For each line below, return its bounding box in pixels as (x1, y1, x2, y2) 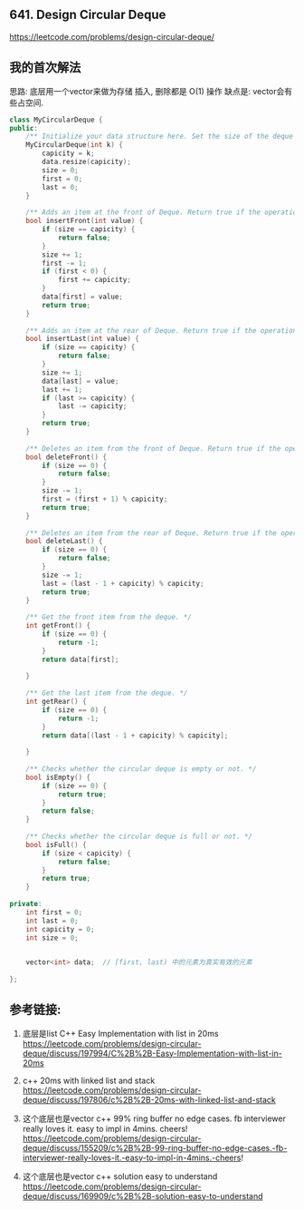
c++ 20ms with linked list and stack (22, 1075, 156, 1086)
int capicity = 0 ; (25, 924, 95, 933)
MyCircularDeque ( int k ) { (25, 141, 124, 150)
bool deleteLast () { (25, 537, 103, 546)
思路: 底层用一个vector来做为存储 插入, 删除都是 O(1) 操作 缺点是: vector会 (9, 85, 285, 96)
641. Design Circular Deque (9, 7, 166, 23)
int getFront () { (25, 621, 91, 630)
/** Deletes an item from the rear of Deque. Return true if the (25, 528, 278, 538)
